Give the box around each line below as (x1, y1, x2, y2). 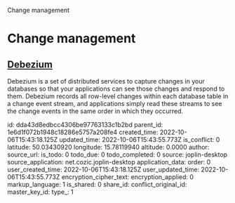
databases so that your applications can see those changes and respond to (7, 84, 225, 93)
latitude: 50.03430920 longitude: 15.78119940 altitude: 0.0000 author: (7, 143, 210, 151)
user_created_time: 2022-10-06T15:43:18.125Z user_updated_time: (7, 165, 200, 173)
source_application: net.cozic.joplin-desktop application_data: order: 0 (7, 158, 211, 166)
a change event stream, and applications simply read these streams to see (7, 100, 222, 107)
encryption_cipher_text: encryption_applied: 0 (61, 173, 194, 181)
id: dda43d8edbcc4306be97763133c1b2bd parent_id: (7, 121, 163, 129)
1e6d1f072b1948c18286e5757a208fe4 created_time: (7, 128, 159, 136)
